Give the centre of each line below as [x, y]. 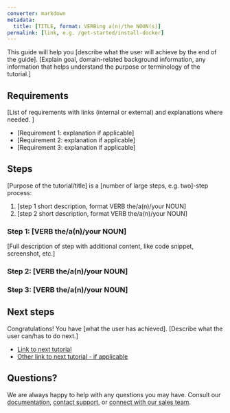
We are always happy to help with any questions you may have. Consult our [114, 394]
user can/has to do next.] [43, 336]
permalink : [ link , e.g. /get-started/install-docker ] [86, 33]
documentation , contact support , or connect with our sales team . [99, 402]
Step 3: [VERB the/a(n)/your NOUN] [68, 290]
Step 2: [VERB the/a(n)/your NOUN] [68, 271]
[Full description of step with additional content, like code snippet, [101, 246]
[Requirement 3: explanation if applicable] [76, 148]
